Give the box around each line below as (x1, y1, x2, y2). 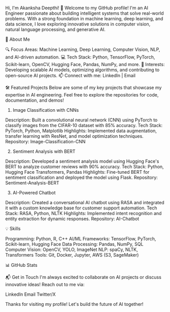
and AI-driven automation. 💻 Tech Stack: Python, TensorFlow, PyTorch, (5, 54, 155, 60)
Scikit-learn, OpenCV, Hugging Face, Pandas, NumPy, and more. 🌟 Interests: (5, 61, 165, 67)
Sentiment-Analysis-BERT (5, 180, 59, 185)
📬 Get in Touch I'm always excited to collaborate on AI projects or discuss (5, 274, 161, 280)
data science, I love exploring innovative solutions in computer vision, (5, 21, 151, 27)
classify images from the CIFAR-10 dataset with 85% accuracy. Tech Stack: (5, 122, 163, 128)
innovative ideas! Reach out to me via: (5, 282, 85, 287)
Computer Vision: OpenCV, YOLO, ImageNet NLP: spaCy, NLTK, (5, 246, 138, 253)
